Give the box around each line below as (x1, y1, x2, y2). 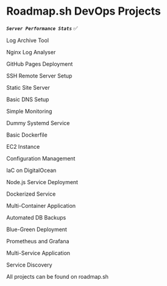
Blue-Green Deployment (6, 226, 67, 233)
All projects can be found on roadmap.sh (6, 273, 108, 280)
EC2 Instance (6, 143, 40, 150)
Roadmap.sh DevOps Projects (6, 4, 162, 18)
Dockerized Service (6, 190, 56, 198)
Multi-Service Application (6, 249, 71, 257)
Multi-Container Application (6, 202, 76, 209)
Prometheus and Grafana (6, 237, 69, 245)
